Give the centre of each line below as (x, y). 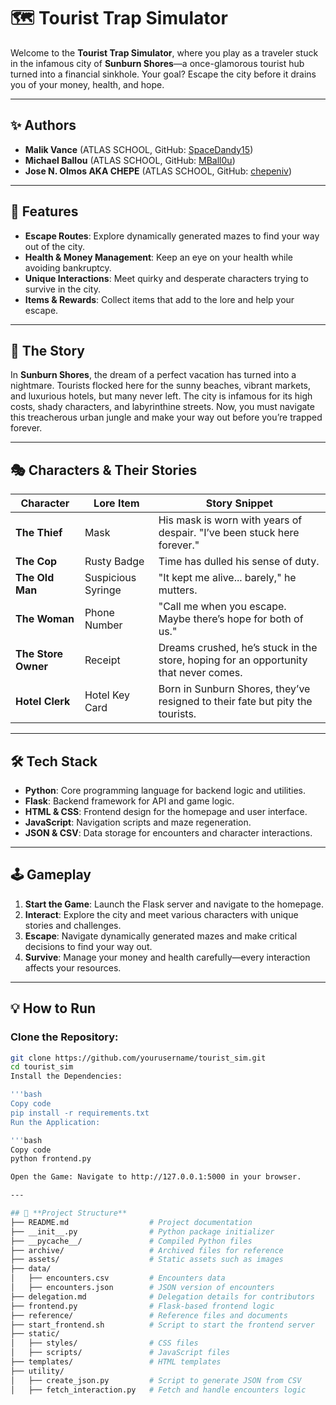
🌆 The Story (47, 350)
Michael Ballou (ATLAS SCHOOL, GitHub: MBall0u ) (130, 160)
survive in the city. (62, 289)
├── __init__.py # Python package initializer (142, 1231)
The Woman (45, 619)
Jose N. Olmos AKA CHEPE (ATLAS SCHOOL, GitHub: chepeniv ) (158, 171)
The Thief (39, 533)
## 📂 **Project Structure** (69, 1213)
